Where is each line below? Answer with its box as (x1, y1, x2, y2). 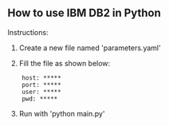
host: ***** (22, 73, 61, 82)
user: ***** (22, 88, 61, 96)
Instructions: (7, 27, 49, 37)
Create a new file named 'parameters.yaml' (18, 43, 161, 53)
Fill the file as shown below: (18, 58, 111, 68)
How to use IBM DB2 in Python (7, 6, 161, 20)
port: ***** (22, 81, 61, 89)
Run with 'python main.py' (18, 108, 105, 118)
